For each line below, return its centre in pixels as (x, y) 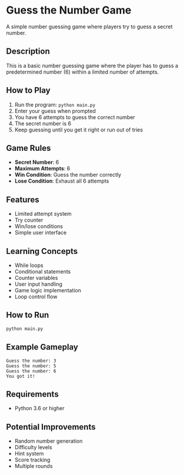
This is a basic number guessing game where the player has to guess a (92, 65)
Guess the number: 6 (31, 371)
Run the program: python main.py (55, 104)
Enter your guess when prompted (55, 111)
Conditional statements (43, 271)
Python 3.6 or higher (39, 408)
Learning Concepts (42, 251)
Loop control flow (36, 296)
